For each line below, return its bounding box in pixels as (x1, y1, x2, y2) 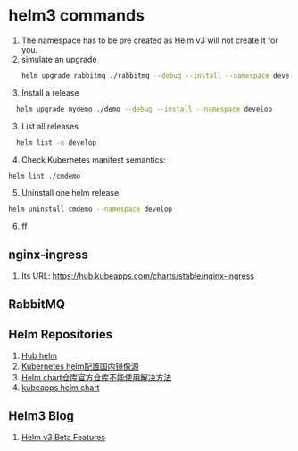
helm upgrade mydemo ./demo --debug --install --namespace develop (16, 104, 273, 113)
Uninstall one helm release (21, 188, 120, 198)
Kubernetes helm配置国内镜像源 (21, 361, 139, 372)
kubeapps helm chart (21, 382, 100, 393)
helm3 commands (8, 5, 145, 26)
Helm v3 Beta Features (21, 432, 106, 443)
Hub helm (21, 350, 58, 362)
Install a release (21, 87, 79, 98)
